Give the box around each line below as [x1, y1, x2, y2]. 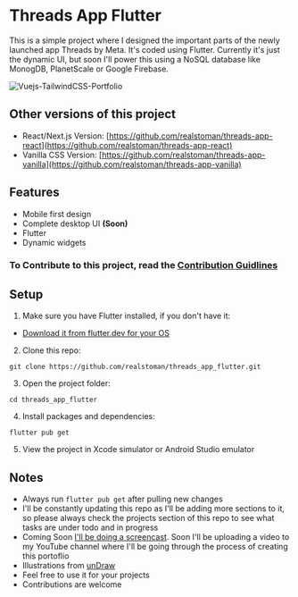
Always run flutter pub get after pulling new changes [21, 493, 223, 505]
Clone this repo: [21, 345, 81, 356]
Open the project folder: [21, 378, 112, 389]
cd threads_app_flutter [9, 395, 98, 405]
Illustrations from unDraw [21, 560, 116, 571]
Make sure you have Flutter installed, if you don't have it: [21, 310, 231, 322]
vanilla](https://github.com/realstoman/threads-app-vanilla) [21, 158, 243, 170]
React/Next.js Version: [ [21, 130, 110, 141]
